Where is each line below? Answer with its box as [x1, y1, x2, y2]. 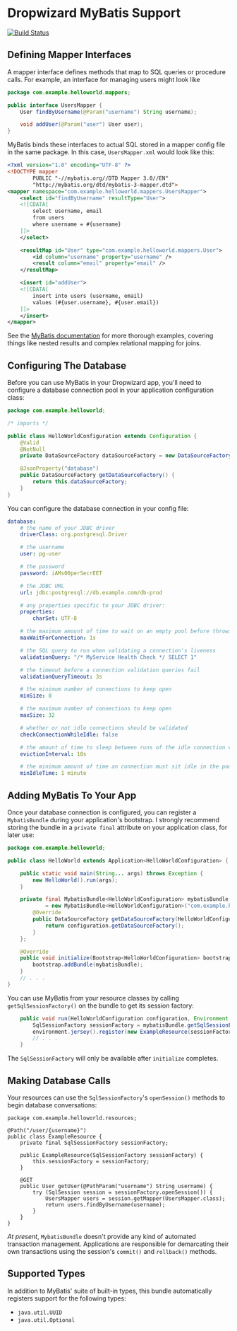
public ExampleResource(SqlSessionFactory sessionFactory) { [20, 1151, 203, 1158]
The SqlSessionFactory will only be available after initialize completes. [7, 1054, 219, 1063]
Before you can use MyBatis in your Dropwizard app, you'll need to [7, 379, 202, 387]
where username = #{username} [32, 221, 121, 228]
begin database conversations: [7, 1100, 97, 1109]
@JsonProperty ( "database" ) [20, 465, 99, 472]
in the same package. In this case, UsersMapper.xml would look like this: [7, 148, 214, 156]
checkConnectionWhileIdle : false [20, 731, 119, 738]
